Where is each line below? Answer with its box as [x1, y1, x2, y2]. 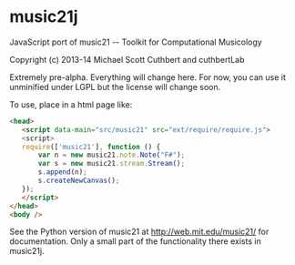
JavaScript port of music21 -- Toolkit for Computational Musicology [9, 36, 262, 47]
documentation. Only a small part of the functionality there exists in [9, 236, 261, 247]
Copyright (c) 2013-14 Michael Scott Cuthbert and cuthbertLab [9, 54, 245, 65]
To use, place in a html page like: [9, 98, 133, 110]
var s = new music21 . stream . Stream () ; [37, 159, 185, 168]
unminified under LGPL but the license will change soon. [9, 81, 221, 92]
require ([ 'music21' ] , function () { [21, 142, 161, 151]
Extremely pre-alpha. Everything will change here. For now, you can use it [9, 71, 287, 83]
